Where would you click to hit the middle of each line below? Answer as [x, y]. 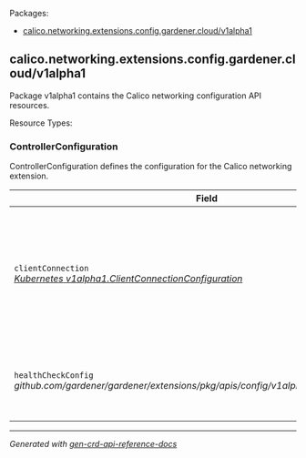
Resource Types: [41, 123]
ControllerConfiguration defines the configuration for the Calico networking [151, 167]
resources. [30, 105]
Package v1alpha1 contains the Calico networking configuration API [136, 96]
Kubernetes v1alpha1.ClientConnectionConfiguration [128, 279]
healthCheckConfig [54, 376]
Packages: [29, 13]
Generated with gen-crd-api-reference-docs [93, 444]
